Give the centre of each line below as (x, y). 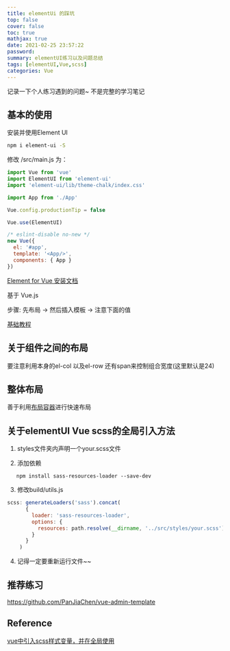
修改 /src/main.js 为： (37, 160)
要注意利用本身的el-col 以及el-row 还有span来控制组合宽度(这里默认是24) (111, 366)
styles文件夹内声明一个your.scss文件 (69, 449)
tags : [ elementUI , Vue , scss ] (47, 64)
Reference (30, 623)
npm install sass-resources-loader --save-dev (84, 476)
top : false (23, 20)
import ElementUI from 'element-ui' (59, 179)
